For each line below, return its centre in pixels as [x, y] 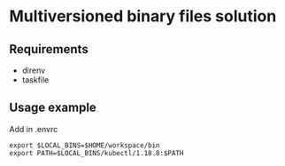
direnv [34, 70]
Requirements [49, 49]
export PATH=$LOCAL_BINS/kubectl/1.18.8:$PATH [96, 153]
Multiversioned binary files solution [143, 16]
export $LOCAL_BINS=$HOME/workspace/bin [85, 145]
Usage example [53, 108]
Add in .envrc [34, 129]
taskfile [35, 80]
